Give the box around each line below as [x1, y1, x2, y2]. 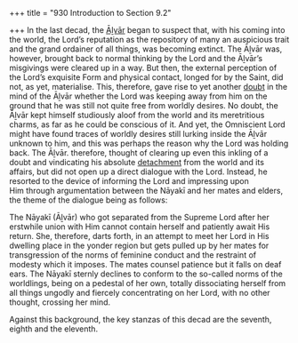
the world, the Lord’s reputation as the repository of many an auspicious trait [9, 35, 290, 44]
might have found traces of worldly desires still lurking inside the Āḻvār [9, 129, 268, 139]
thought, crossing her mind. [9, 297, 111, 307]
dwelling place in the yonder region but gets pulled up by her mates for [9, 240, 270, 251]
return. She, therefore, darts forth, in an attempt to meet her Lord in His [9, 231, 270, 241]
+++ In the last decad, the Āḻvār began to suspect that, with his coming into [9, 25, 286, 35]
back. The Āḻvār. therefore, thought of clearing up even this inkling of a [9, 148, 269, 158]
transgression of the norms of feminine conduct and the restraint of [9, 250, 256, 260]
